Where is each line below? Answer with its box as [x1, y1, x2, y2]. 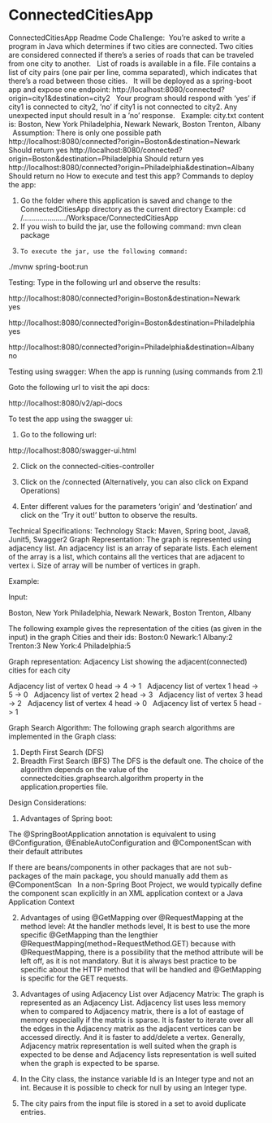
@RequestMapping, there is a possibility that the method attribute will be [19, 947, 264, 957]
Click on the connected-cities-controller [19, 461, 154, 471]
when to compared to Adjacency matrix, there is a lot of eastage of [19, 1006, 244, 1016]
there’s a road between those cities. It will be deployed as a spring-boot [8, 76, 253, 86]
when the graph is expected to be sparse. [19, 1058, 160, 1068]
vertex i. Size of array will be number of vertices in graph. [8, 560, 201, 570]
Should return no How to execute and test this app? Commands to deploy [8, 171, 254, 181]
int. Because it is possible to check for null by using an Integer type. [19, 1082, 248, 1092]
